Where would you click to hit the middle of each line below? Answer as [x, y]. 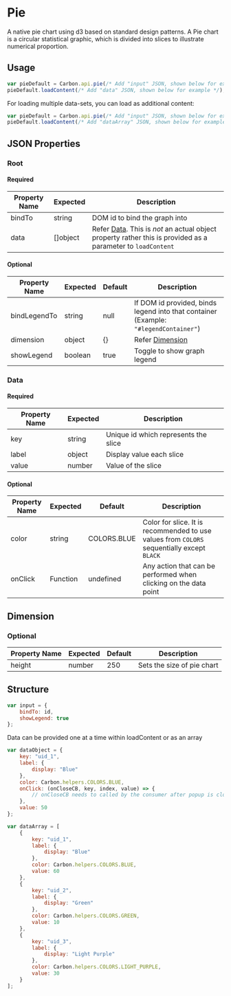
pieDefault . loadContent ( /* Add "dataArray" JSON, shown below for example [117, 122]
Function [64, 579]
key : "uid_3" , [52, 941]
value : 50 [34, 808]
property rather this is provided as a [150, 237]
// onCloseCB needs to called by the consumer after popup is [123, 795]
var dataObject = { [35, 750]
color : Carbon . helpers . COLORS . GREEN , [86, 916]
